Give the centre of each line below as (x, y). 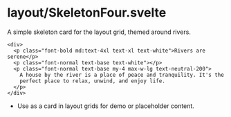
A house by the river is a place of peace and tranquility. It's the (122, 75)
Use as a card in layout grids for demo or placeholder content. (106, 106)
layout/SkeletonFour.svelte (87, 13)
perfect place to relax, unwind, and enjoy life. (93, 81)
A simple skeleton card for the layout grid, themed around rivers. (99, 32)
